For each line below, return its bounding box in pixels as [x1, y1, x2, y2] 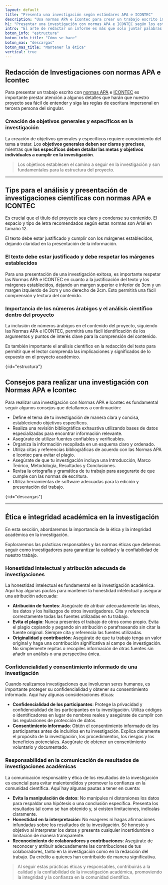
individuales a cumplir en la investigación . [5, 151, 94, 157]
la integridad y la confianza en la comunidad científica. [17, 874, 130, 880]
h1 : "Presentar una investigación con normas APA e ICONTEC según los [5, 21, 155, 27]
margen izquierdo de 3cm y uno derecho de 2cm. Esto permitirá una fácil [5, 287, 156, 293]
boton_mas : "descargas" [5, 40, 55, 45]
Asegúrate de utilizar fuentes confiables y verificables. [12, 435, 125, 441]
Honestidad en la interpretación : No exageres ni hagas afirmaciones [12, 816, 155, 822]
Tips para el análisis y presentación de [5, 186, 127, 194]
